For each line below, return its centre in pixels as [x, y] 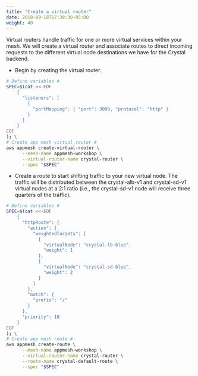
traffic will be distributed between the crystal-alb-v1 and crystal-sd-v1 [100, 182]
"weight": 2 [58, 272]
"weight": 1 [58, 250]
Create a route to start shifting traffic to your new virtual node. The [96, 176]
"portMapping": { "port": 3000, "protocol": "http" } [100, 109]
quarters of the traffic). [43, 195]
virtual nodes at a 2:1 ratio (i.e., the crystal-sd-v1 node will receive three [103, 189]
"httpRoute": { [41, 223]
